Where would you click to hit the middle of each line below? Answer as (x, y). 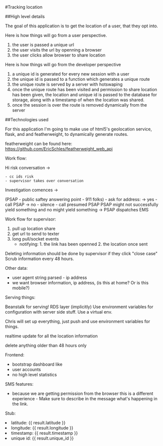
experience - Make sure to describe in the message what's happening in (85, 399)
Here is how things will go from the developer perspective (63, 65)
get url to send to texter (36, 234)
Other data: (16, 268)
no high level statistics (34, 375)
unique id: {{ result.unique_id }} (43, 438)
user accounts (27, 369)
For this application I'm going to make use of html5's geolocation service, (79, 129)
